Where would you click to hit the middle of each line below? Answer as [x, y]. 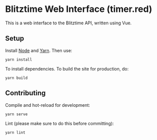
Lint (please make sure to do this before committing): [60, 123]
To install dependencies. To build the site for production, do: [67, 69]
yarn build [16, 78]
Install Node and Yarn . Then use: [39, 50]
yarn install [19, 60]
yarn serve [16, 114]
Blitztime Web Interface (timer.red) [79, 9]
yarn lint [15, 133]
